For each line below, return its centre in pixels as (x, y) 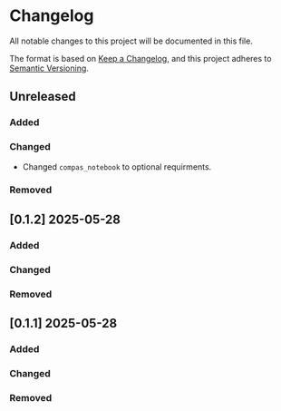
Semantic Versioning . (49, 68)
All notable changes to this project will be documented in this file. (131, 41)
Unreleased (43, 97)
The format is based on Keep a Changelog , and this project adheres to (140, 58)
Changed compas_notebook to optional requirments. (117, 166)
